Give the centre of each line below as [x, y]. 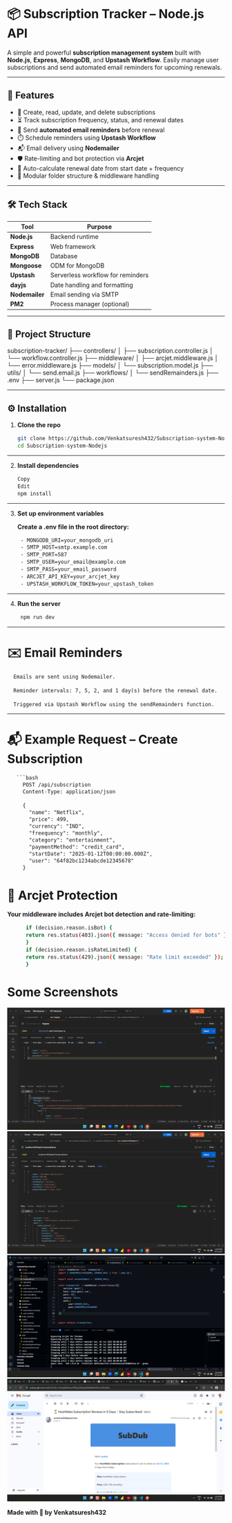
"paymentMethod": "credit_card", [77, 847]
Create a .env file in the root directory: [73, 527]
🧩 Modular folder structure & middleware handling [88, 176]
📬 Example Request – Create [93, 739]
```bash [27, 778]
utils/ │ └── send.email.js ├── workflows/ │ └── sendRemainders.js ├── [113, 373]
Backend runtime [74, 237]
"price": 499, [49, 820]
